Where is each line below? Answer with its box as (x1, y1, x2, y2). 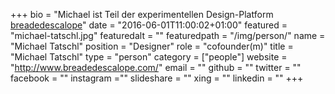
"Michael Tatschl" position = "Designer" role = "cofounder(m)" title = (10, 40, 294, 52)
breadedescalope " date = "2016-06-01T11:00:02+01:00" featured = (10, 19, 288, 31)
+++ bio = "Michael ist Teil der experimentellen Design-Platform (10, 9, 274, 20)
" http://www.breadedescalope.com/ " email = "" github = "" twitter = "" (10, 62, 302, 73)
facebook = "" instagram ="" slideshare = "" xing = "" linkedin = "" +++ (10, 72, 304, 84)
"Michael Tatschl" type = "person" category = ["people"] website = (10, 51, 288, 63)
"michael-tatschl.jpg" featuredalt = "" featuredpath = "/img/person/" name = (10, 30, 326, 41)
